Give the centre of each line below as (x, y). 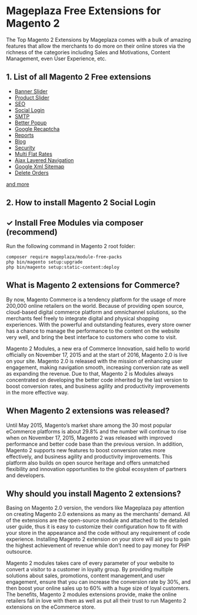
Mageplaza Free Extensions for (84, 11)
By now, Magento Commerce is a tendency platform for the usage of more (96, 300)
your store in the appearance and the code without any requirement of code (98, 533)
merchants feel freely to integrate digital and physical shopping (83, 318)
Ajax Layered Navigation (44, 160)
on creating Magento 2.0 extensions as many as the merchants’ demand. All (98, 514)
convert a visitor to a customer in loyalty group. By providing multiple (90, 570)
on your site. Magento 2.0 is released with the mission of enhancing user (94, 361)
